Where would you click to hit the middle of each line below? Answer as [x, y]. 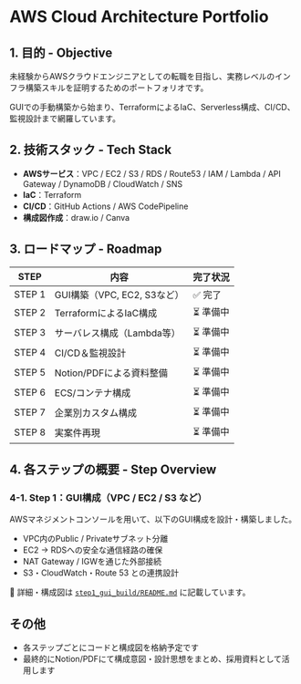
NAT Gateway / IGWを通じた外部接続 [92, 562]
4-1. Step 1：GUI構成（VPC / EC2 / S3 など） [109, 497]
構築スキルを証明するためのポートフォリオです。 [117, 88]
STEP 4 [30, 353]
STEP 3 [30, 333]
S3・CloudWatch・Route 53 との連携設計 [101, 573]
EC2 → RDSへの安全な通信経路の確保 [93, 550]
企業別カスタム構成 [96, 413]
